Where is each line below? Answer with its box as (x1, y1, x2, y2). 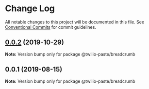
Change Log (5, 3, 55, 14)
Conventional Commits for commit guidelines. (5, 24, 96, 30)
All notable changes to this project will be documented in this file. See (5, 19, 145, 25)
